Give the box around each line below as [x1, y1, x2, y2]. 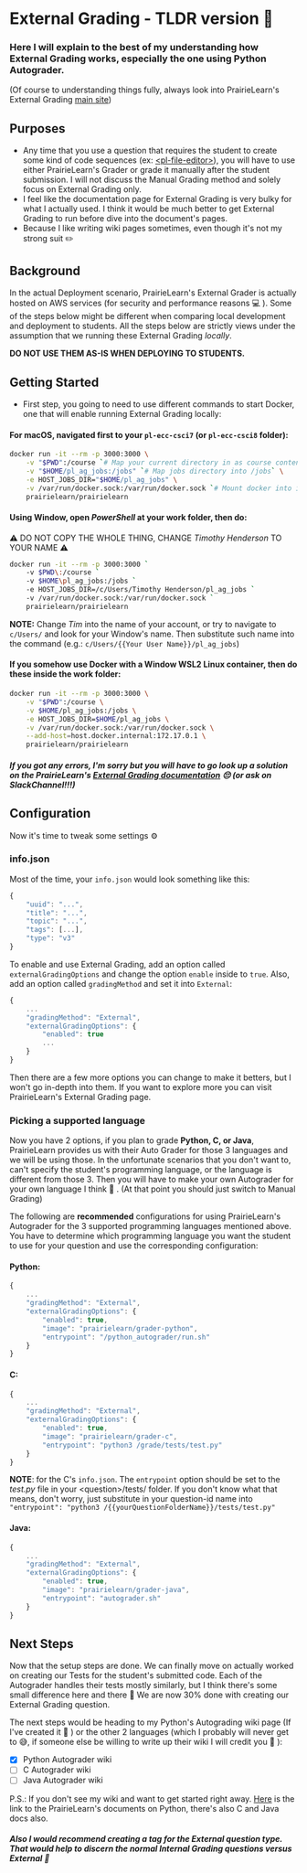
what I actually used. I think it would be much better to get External [22, 203, 275, 214]
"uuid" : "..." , [26, 900, 84, 909]
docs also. [9, 1813, 48, 1824]
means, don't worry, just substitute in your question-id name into [9, 1493, 253, 1504]
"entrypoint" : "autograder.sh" [42, 1593, 162, 1603]
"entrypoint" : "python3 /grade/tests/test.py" [42, 1440, 223, 1450]
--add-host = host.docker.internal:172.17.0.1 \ [26, 732, 206, 741]
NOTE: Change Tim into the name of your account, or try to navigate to [9, 618, 277, 629]
